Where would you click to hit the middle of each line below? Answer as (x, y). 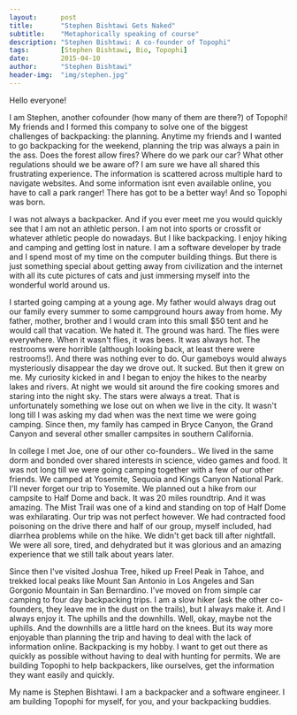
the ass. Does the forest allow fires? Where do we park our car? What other (146, 155)
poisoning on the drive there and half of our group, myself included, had (141, 526)
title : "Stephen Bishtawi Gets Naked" (92, 26)
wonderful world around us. (60, 285)
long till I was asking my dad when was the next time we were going (133, 415)
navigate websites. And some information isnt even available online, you (141, 183)
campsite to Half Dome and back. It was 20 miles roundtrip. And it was (138, 497)
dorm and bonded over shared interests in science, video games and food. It (148, 460)
